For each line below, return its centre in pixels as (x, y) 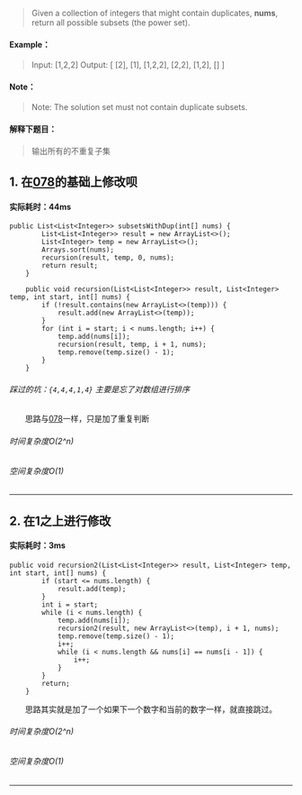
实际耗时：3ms (37, 545)
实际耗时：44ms (40, 206)
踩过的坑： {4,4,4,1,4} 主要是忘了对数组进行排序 (100, 389)
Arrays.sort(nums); (78, 250)
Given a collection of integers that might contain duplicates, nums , (155, 13)
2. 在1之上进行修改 (60, 521)
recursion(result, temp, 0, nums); (108, 258)
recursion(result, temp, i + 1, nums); (132, 345)
